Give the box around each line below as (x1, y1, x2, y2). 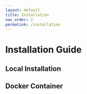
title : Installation (5, 12, 50, 17)
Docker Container (5, 82, 63, 90)
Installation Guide (5, 44, 82, 55)
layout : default (5, 7, 40, 13)
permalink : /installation (5, 22, 60, 27)
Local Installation (5, 64, 61, 73)
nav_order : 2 (5, 17, 33, 22)
